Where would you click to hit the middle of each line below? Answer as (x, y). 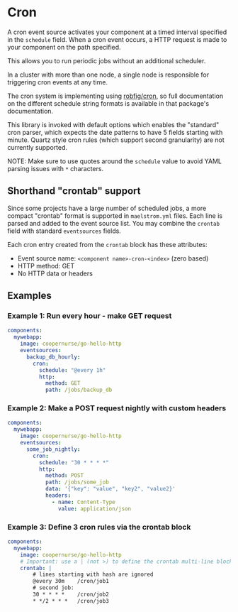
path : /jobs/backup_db (79, 390)
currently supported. (37, 147)
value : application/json (95, 508)
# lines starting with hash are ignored (93, 575)
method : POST (64, 476)
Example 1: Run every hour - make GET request (90, 316)
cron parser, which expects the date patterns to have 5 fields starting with (115, 132)
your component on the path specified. (64, 47)
